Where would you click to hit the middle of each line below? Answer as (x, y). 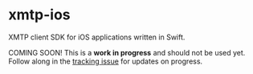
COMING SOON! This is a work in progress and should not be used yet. (127, 52)
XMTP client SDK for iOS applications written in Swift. (97, 37)
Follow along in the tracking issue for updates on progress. (106, 61)
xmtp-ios (39, 15)
